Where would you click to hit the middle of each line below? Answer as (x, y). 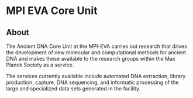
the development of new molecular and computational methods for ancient (96, 52)
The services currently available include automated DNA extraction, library (96, 76)
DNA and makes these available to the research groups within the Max (91, 59)
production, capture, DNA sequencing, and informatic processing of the (93, 82)
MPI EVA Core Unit (52, 11)
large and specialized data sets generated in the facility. (73, 88)
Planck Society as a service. (40, 65)
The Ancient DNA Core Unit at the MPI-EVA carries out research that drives (96, 46)
